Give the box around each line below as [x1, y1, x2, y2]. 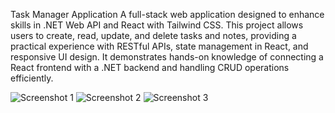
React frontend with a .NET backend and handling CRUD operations [10, 62, 290, 73]
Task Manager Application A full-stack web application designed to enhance [10, 9, 325, 20]
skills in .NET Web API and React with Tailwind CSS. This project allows [10, 19, 304, 31]
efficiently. [10, 72, 54, 84]
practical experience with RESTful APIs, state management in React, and [10, 40, 309, 52]
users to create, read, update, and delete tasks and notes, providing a [10, 30, 297, 41]
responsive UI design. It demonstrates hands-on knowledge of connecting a [10, 51, 324, 63]
